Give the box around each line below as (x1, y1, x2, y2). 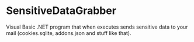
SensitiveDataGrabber (6, 4, 117, 17)
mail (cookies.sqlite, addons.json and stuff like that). (6, 29, 131, 36)
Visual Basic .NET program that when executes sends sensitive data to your (6, 23, 188, 30)
